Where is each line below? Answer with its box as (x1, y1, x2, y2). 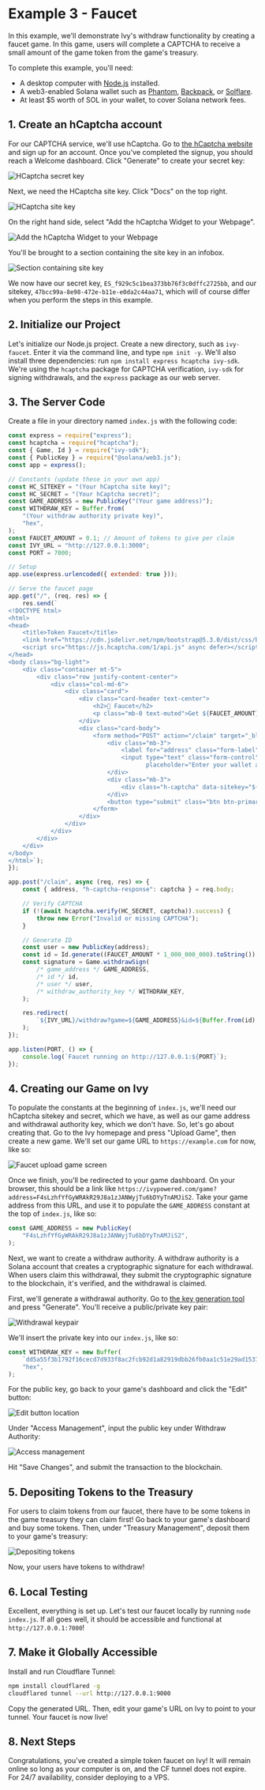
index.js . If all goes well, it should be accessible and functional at (8, 1615, 222, 1624)
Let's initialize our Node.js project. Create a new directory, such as (8, 339, 225, 349)
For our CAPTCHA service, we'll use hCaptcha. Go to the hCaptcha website (8, 139, 253, 149)
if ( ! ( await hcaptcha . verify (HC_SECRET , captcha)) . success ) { (22, 906, 231, 915)
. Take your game (192, 1193, 248, 1202)
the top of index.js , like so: (8, 1209, 97, 1219)
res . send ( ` (22, 599, 58, 607)
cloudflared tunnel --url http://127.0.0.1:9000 (8, 1689, 171, 1698)
